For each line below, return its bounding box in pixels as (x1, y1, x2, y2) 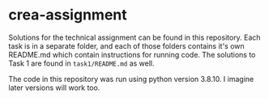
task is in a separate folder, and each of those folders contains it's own (8, 41, 245, 50)
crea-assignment (8, 6, 127, 24)
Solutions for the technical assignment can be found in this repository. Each (8, 32, 261, 42)
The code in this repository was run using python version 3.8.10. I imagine (8, 74, 254, 84)
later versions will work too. (8, 83, 100, 93)
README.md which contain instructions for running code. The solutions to (8, 49, 256, 59)
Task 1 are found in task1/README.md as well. (8, 58, 156, 68)
